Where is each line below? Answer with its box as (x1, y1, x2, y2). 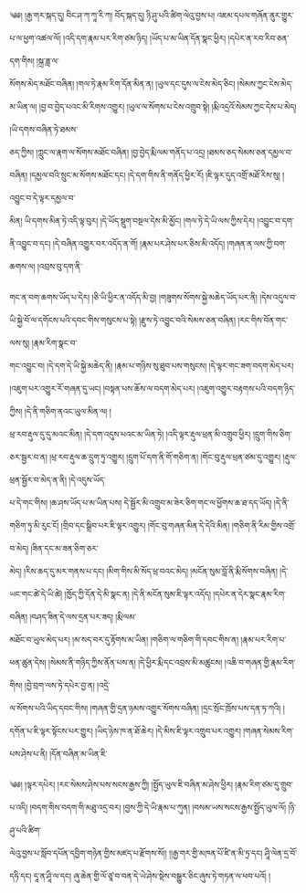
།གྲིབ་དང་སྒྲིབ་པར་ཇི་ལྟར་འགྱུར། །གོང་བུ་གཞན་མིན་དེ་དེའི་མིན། (60, 520, 230, 531)
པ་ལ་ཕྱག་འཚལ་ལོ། (9, 33, 61, 43)
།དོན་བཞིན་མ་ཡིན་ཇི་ (48, 749, 108, 759)
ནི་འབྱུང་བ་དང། (9, 238, 51, 248)
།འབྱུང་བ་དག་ (257, 215, 295, 226)
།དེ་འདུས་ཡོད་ (68, 475, 107, 485)
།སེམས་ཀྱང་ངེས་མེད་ (237, 79, 293, 89)
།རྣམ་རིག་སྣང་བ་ (31, 338, 78, 348)
